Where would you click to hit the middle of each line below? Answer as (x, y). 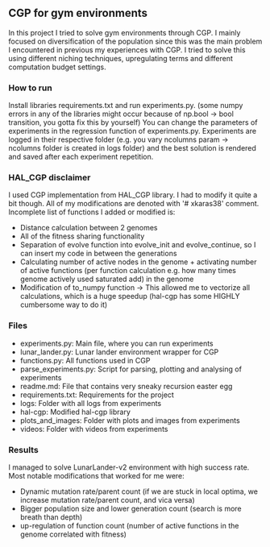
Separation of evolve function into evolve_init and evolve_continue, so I (138, 245)
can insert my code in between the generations (98, 254)
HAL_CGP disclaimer (50, 178)
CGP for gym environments (78, 13)
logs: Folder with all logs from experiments (91, 403)
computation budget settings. (57, 67)
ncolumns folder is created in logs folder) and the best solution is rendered (132, 148)
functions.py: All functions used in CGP (85, 360)
